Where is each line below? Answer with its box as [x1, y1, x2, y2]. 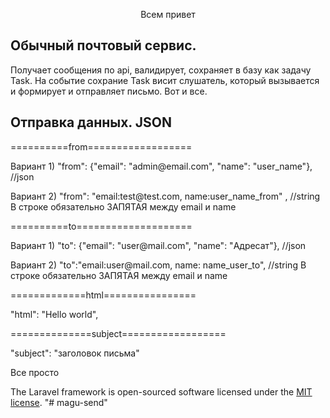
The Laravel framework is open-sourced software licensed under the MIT [10, 385, 313, 398]
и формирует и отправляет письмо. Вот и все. [10, 85, 208, 97]
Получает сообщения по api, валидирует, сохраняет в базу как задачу [10, 64, 312, 76]
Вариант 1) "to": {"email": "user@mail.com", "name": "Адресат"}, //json [10, 239, 307, 251]
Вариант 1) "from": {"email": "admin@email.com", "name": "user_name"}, [10, 160, 313, 172]
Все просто [10, 366, 60, 378]
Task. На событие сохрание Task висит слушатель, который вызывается [10, 74, 320, 86]
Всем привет [140, 9, 196, 20]
